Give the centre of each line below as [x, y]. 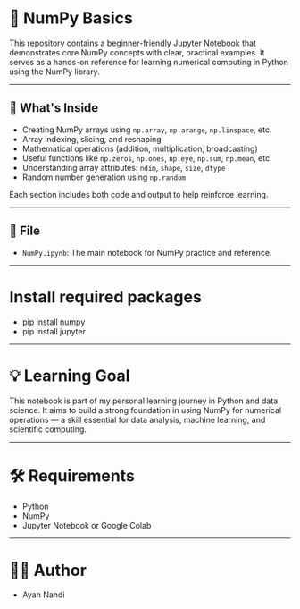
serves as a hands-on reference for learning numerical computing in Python [149, 62]
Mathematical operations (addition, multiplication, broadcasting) [140, 148]
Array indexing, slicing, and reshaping [92, 139]
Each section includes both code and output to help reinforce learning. [139, 194]
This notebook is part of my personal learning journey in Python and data [144, 401]
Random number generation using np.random [104, 177]
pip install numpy [54, 322]
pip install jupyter [54, 331]
